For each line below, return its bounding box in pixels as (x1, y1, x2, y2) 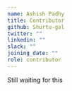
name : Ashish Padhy (7, 10, 65, 18)
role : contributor (7, 56, 61, 63)
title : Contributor (7, 17, 65, 24)
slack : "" (7, 43, 37, 50)
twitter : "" (7, 30, 42, 37)
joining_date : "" (7, 50, 59, 57)
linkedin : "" (7, 37, 46, 44)
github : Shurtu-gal (7, 23, 65, 30)
